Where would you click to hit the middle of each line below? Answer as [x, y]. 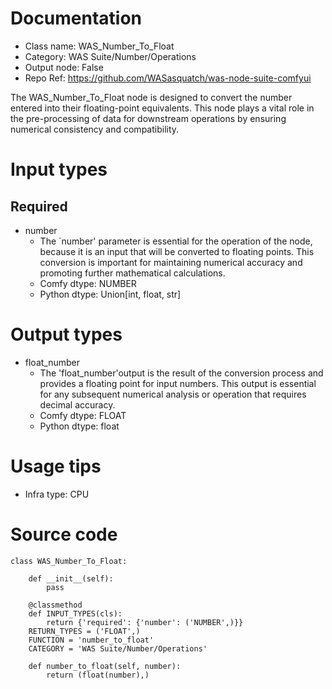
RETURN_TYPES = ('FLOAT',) [84, 631]
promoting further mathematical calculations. [132, 273]
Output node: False [64, 67]
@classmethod [55, 605]
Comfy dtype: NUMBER [88, 283]
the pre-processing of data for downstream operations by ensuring [148, 118]
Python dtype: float [79, 426]
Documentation [76, 18]
